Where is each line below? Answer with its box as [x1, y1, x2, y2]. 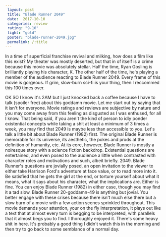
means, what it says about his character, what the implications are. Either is [5, 178, 159, 184]
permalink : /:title [7, 40, 48, 45]
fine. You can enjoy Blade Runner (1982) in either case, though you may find [5, 184, 161, 190]
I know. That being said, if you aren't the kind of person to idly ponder [5, 115, 148, 121]
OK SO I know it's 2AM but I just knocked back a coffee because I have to [5, 94, 156, 100]
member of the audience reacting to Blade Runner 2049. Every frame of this [5, 74, 161, 80]
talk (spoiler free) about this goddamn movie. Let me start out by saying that [5, 100, 161, 106]
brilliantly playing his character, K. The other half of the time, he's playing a [5, 69, 158, 75]
